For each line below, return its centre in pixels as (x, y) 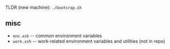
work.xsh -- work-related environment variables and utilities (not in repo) (89, 41)
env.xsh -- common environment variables (57, 36)
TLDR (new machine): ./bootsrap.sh (43, 7)
